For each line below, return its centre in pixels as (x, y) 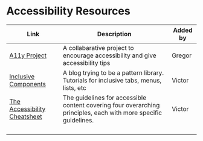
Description (114, 34)
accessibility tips (86, 63)
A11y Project (28, 55)
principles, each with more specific (112, 113)
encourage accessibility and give (110, 55)
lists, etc (74, 87)
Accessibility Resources (69, 11)
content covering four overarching (111, 105)
